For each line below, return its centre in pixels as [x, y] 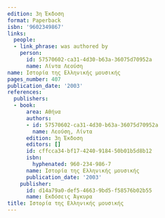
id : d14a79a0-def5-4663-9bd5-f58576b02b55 [89, 191]
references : [25, 92]
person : [31, 53]
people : [25, 40]
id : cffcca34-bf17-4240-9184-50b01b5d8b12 [89, 151]
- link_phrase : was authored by [61, 46]
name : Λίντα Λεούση [54, 66]
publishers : [31, 99]
